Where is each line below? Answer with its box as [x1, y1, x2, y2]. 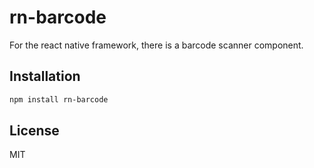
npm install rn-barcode [9, 94, 109, 105]
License [9, 122, 60, 140]
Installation [9, 68, 81, 85]
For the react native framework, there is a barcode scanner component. [9, 39, 304, 51]
